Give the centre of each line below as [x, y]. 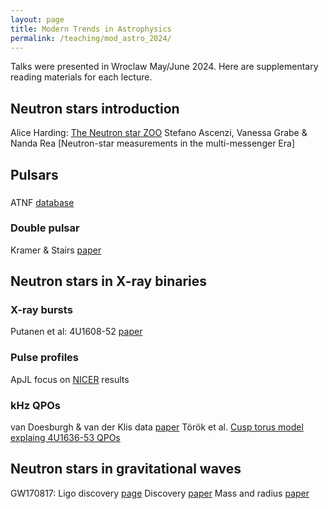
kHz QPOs [36, 405]
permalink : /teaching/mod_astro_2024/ [91, 38]
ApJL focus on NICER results [70, 379]
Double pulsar [45, 228]
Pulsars [34, 174]
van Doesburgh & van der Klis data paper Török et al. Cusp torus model [157, 427]
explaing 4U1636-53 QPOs [65, 438]
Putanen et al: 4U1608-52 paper [76, 332]
